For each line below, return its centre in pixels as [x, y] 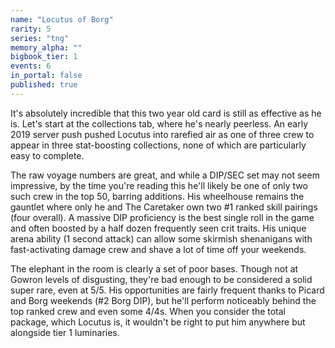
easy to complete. [47, 155]
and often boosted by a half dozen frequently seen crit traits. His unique [158, 228]
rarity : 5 [31, 29]
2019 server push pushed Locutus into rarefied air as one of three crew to [162, 134]
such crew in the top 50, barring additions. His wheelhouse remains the [157, 196]
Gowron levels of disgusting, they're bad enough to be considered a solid [161, 279]
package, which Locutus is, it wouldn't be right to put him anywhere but [158, 322]
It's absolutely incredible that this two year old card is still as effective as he [166, 113]
